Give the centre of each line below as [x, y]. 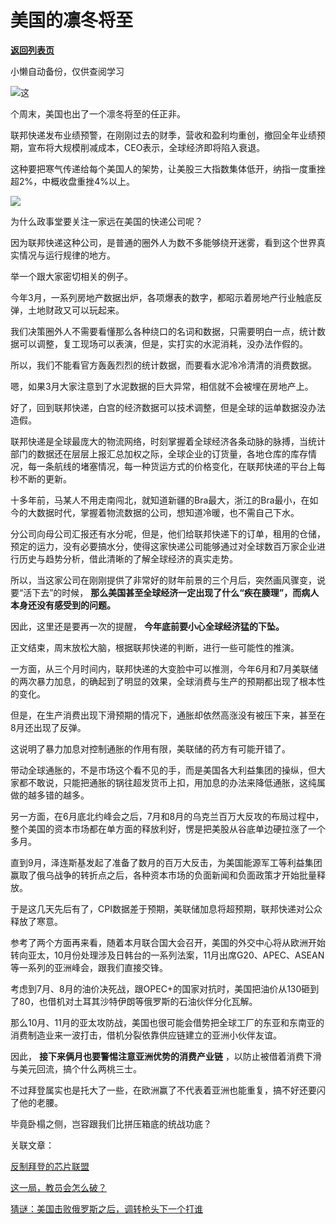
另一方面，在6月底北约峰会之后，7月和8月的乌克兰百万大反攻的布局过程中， [167, 816]
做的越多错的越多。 [50, 795]
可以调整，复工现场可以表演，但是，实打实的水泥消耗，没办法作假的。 [163, 343]
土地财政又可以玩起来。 [76, 310]
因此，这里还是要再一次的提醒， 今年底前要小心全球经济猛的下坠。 [147, 626]
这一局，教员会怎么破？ [58, 1187]
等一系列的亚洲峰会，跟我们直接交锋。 [89, 967]
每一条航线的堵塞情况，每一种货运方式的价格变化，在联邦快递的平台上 [172, 466]
